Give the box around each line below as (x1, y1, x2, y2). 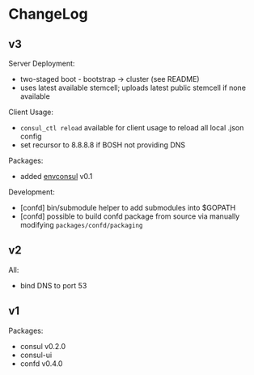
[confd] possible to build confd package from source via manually (19, 211, 240, 221)
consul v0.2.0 (19, 341, 66, 351)
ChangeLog (8, 5, 88, 23)
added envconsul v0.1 (19, 172, 93, 181)
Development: (8, 187, 55, 197)
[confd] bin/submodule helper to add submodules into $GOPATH (19, 203, 236, 212)
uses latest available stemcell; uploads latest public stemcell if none (19, 83, 247, 92)
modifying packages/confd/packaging (19, 220, 143, 229)
